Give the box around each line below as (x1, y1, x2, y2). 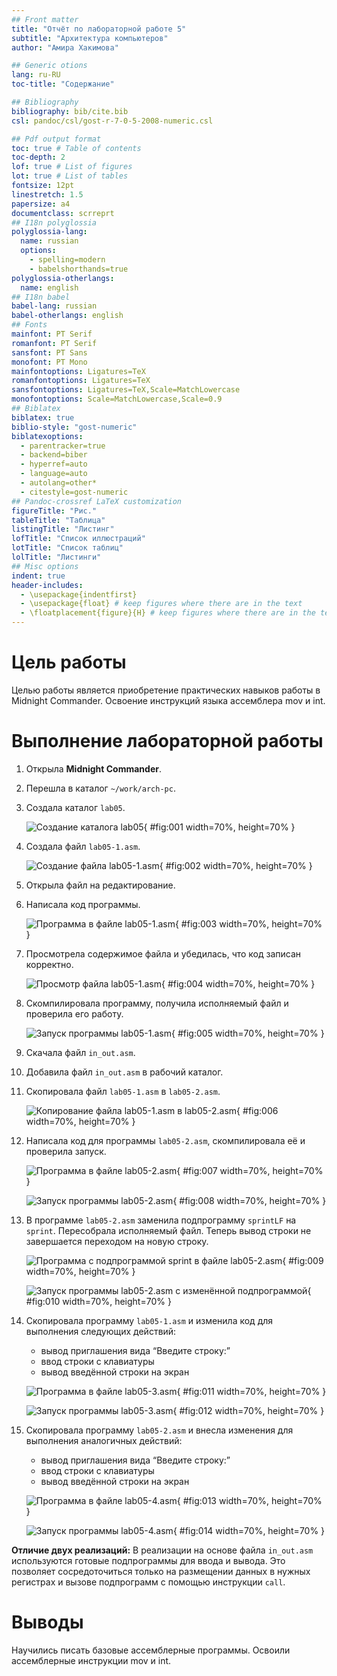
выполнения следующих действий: (25, 1325, 177, 1337)
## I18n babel (11, 292, 71, 302)
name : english (20, 282, 79, 293)
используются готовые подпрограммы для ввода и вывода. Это (11, 1554, 286, 1566)
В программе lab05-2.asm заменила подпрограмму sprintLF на (25, 1214, 297, 1226)
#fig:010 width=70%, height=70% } (25, 1295, 172, 1307)
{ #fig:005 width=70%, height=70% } (171, 1027, 325, 1039)
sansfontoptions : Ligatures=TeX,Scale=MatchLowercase (11, 385, 241, 395)
